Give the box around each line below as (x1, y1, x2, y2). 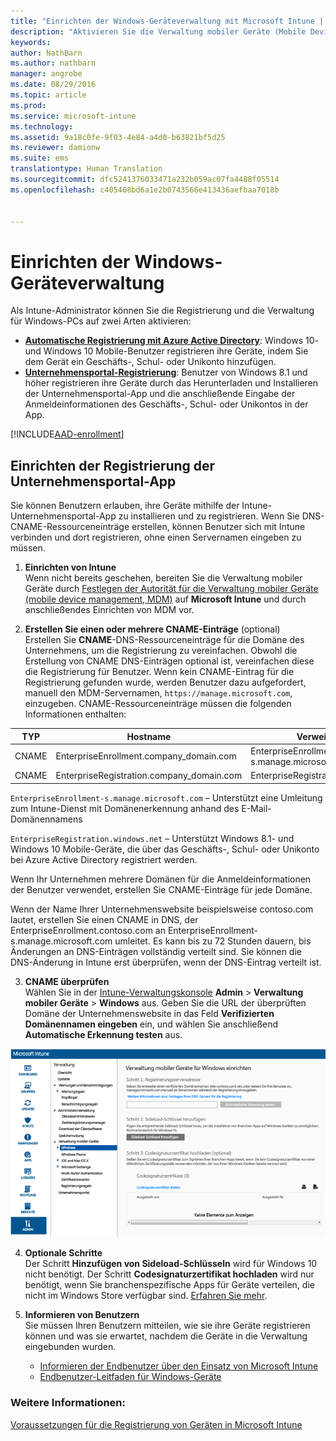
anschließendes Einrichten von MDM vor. (24, 604, 195, 616)
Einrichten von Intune (24, 561, 117, 574)
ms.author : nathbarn (10, 58, 97, 69)
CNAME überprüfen (24, 975, 110, 987)
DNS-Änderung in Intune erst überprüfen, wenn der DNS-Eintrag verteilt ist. (10, 956, 322, 968)
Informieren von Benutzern (24, 1309, 140, 1321)
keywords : (10, 37, 52, 47)
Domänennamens (10, 813, 83, 825)
